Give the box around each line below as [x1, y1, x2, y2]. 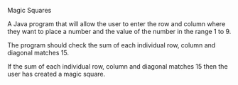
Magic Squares [7, 6, 52, 14]
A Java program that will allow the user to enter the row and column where [7, 20, 226, 28]
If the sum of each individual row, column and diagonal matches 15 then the [7, 62, 229, 70]
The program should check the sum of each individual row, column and [7, 41, 216, 49]
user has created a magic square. [7, 70, 105, 78]
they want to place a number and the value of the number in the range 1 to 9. [7, 28, 232, 35]
